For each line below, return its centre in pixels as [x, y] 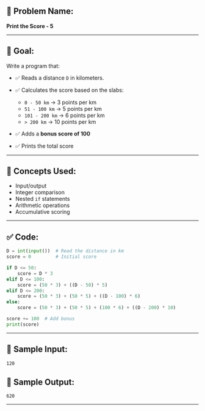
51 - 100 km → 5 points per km [63, 108]
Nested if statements [42, 199]
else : [13, 302]
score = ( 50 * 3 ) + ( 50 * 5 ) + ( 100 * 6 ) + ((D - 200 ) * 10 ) [97, 308]
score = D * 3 [35, 273]
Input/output [31, 186]
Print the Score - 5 [30, 26]
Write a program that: [33, 66]
